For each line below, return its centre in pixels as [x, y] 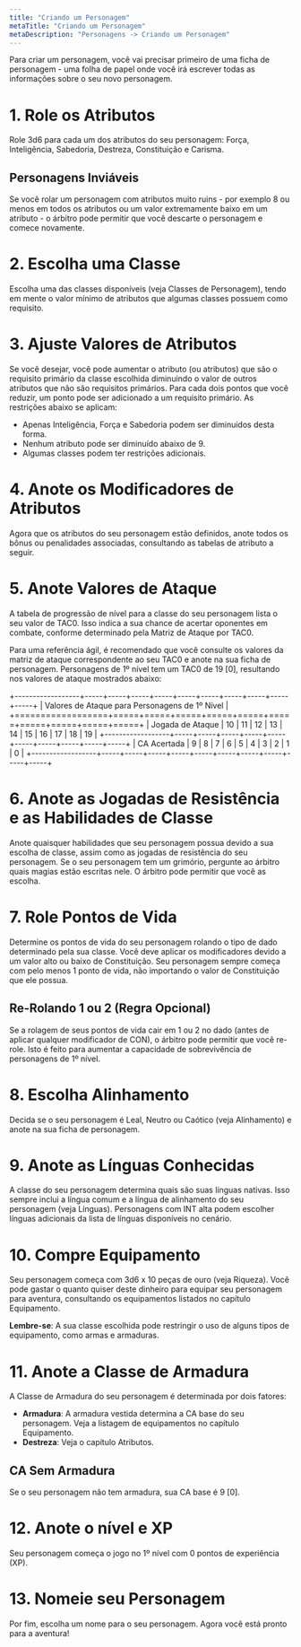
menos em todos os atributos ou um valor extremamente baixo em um [139, 209]
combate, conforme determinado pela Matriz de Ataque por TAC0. [131, 632]
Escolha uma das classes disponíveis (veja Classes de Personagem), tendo [148, 289]
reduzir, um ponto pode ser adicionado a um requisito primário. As [132, 397]
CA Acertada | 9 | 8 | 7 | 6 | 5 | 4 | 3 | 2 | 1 [213, 743]
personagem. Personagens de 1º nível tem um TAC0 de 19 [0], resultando [145, 668]
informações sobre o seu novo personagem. [91, 79]
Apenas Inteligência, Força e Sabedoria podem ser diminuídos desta [148, 424]
